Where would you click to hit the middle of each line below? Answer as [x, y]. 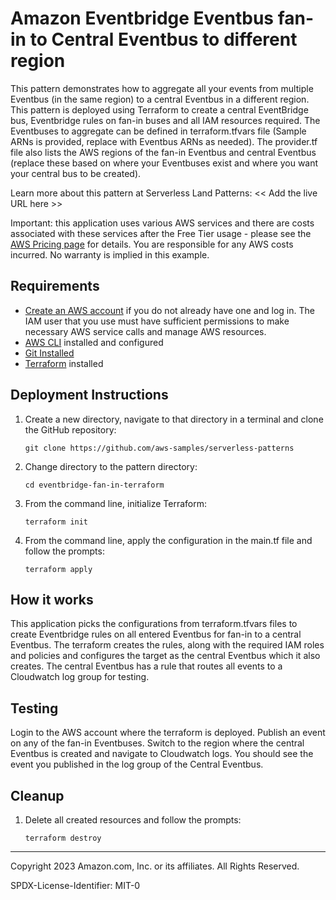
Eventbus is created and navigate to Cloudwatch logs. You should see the [162, 754]
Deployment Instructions [89, 395]
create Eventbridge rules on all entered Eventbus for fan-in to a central [156, 634]
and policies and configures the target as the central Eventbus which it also [165, 656]
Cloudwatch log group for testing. [80, 677]
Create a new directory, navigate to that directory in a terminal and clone [174, 419]
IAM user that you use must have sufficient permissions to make [157, 321]
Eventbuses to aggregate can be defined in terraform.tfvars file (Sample [158, 131]
